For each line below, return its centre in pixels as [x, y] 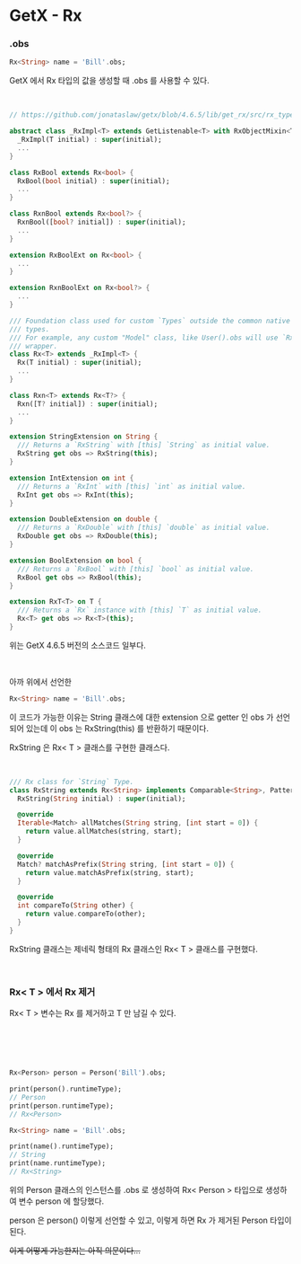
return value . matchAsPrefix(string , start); [110, 872]
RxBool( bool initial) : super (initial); [94, 181]
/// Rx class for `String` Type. [72, 782]
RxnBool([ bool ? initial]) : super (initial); [102, 222]
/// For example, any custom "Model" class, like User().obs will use [144, 338]
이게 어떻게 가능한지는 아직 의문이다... [75, 1251]
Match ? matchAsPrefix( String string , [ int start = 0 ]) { [126, 864]
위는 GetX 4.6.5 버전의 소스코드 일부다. [77, 645]
